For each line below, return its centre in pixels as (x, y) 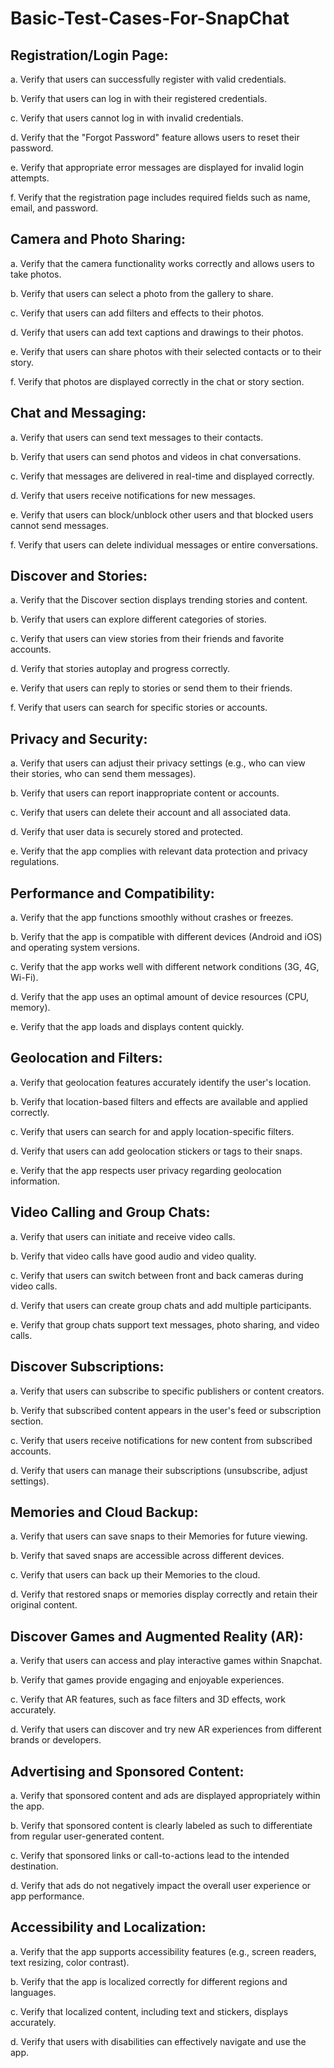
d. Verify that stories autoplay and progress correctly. (120, 669)
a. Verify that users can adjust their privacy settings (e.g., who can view (158, 763)
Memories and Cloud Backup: (104, 1512)
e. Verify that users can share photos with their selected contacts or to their (166, 351)
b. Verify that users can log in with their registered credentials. (139, 98)
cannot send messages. (60, 525)
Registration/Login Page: (89, 55)
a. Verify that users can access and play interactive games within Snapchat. (166, 1661)
